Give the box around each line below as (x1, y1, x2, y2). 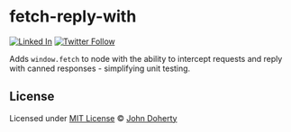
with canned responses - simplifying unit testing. (9, 63, 191, 74)
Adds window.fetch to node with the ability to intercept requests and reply (9, 53, 283, 64)
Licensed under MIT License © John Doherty (9, 112, 177, 123)
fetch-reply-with (9, 6, 137, 27)
